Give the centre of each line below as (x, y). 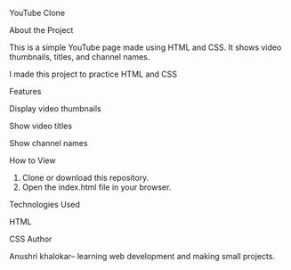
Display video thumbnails (55, 109)
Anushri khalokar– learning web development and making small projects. (142, 256)
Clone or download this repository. (85, 178)
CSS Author (31, 239)
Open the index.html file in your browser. (97, 187)
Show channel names (48, 143)
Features (25, 91)
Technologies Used (44, 205)
